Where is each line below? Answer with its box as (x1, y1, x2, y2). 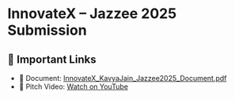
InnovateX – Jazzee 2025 (7, 5, 177, 23)
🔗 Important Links (7, 53, 97, 66)
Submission (7, 21, 88, 39)
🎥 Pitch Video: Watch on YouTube (18, 82, 128, 91)
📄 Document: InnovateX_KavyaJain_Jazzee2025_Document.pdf (18, 74, 227, 82)
